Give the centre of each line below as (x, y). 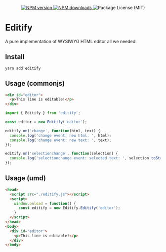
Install (15, 57)
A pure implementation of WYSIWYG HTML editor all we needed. (71, 41)
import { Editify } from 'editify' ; (43, 113)
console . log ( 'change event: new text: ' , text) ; (61, 140)
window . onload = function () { (45, 203)
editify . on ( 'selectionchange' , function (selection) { (62, 153)
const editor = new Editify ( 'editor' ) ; (46, 122)
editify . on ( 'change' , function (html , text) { (53, 131)
